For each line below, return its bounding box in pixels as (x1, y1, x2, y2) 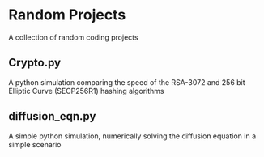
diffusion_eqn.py (8, 109, 96, 123)
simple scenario (8, 139, 62, 149)
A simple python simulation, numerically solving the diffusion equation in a (8, 131, 257, 141)
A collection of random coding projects (8, 32, 139, 42)
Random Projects (8, 6, 126, 24)
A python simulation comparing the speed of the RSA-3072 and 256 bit (8, 77, 245, 87)
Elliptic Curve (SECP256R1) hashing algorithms (8, 86, 164, 95)
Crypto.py (8, 56, 62, 70)
